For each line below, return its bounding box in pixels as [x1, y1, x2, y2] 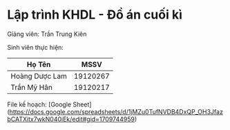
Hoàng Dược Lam [10, 71, 68, 81]
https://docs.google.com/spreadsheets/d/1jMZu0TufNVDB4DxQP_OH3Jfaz [9, 107, 223, 115]
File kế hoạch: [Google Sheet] [7, 100, 92, 109]
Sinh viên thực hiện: [7, 43, 64, 51]
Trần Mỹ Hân [10, 82, 53, 92]
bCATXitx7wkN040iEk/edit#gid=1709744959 [7, 115, 135, 123]
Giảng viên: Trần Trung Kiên [7, 30, 87, 38]
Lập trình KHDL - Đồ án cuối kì [7, 7, 183, 23]
